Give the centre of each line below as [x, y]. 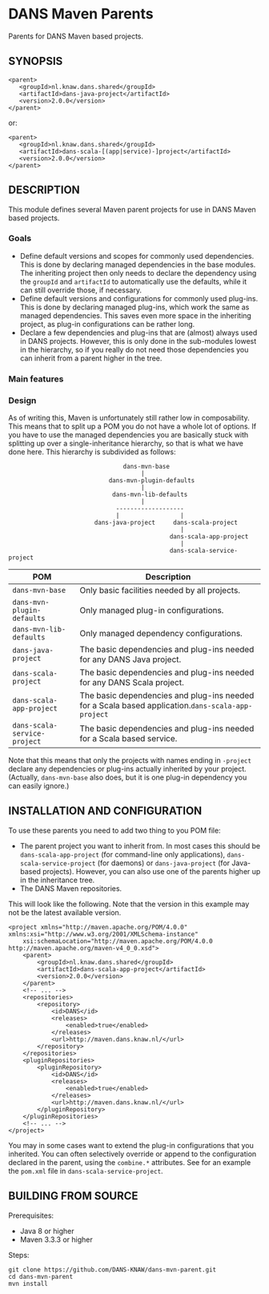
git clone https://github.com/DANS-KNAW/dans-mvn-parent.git [112, 1270]
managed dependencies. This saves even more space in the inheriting [136, 315]
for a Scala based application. [135, 706]
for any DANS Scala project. [132, 683]
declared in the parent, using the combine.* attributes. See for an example [130, 1162]
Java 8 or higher [47, 1231]
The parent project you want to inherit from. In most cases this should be [140, 845]
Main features [36, 379]
